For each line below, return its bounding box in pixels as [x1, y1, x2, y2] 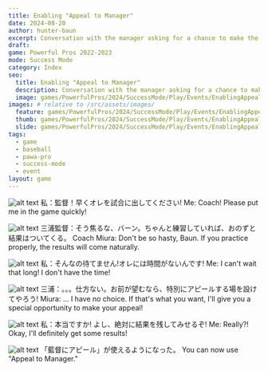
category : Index [8, 64, 62, 72]
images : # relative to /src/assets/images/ [8, 101, 156, 109]
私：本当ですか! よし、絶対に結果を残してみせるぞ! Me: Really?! [40, 319, 249, 329]
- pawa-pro [15, 152, 52, 160]
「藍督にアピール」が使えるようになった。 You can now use [40, 345, 239, 354]
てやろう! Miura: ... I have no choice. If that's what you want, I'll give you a [8, 294, 251, 303]
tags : [8, 130, 26, 138]
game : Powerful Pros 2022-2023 [8, 49, 112, 57]
